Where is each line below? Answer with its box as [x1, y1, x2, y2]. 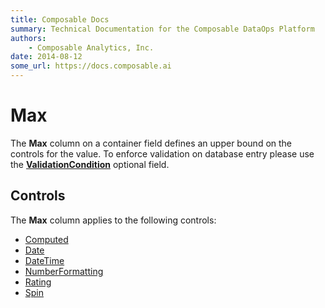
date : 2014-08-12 [10, 52, 83, 62]
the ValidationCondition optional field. [10, 158, 170, 170]
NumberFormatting [24, 265, 104, 277]
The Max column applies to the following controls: [10, 214, 217, 226]
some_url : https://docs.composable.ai [10, 61, 172, 71]
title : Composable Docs [10, 14, 110, 25]
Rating [24, 276, 52, 288]
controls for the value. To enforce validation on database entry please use [10, 147, 315, 160]
